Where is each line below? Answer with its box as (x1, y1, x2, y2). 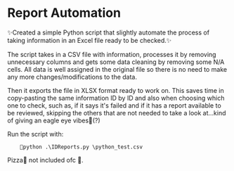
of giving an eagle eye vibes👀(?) (7, 116, 100, 125)
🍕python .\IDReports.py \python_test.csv (20, 143, 143, 151)
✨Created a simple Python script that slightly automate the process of (7, 28, 209, 37)
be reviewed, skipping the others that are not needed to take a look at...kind (7, 108, 226, 117)
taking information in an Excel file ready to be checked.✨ (7, 36, 172, 44)
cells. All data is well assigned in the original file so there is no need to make (7, 65, 227, 73)
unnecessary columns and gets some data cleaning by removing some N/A (7, 58, 225, 66)
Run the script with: (7, 129, 64, 138)
